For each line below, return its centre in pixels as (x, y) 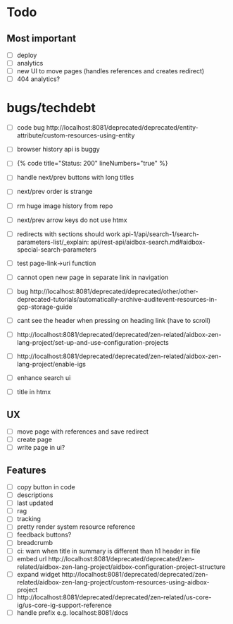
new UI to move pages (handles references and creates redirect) (111, 71)
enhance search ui (44, 378)
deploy (27, 55)
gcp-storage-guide (44, 307)
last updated (35, 503)
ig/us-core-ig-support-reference (64, 605)
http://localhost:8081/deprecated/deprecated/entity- (122, 128)
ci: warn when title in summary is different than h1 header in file (108, 551)
